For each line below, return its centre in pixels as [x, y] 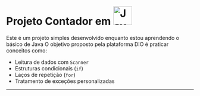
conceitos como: [27, 50]
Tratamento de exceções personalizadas [65, 81]
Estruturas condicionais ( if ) [49, 68]
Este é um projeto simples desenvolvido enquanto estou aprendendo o [93, 38]
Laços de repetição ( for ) [45, 75]
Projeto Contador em [59, 21]
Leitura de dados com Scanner [52, 62]
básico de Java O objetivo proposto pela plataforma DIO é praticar [87, 44]
